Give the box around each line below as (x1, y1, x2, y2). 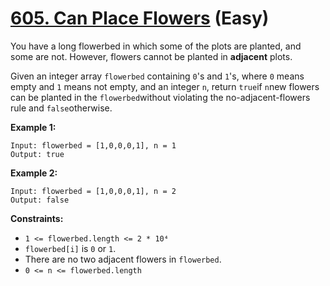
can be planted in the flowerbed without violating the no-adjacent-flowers (10, 91, 311, 103)
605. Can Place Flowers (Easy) (10, 7, 270, 30)
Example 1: (10, 121, 57, 133)
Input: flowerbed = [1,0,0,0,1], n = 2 (10, 186, 177, 196)
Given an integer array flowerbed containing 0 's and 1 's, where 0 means (10, 70, 305, 82)
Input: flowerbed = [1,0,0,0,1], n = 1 (10, 140, 177, 151)
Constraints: (10, 212, 64, 224)
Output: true (10, 149, 65, 159)
